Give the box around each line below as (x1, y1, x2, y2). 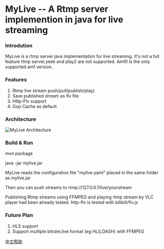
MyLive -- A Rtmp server (5, 3, 109, 15)
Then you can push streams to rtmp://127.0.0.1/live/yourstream (5, 185, 132, 191)
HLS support (12, 223, 39, 229)
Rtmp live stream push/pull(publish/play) (12, 88, 95, 94)
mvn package (5, 150, 33, 156)
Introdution (5, 42, 33, 49)
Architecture (5, 115, 37, 122)
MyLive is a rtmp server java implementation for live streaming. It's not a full (5, 53, 160, 59)
